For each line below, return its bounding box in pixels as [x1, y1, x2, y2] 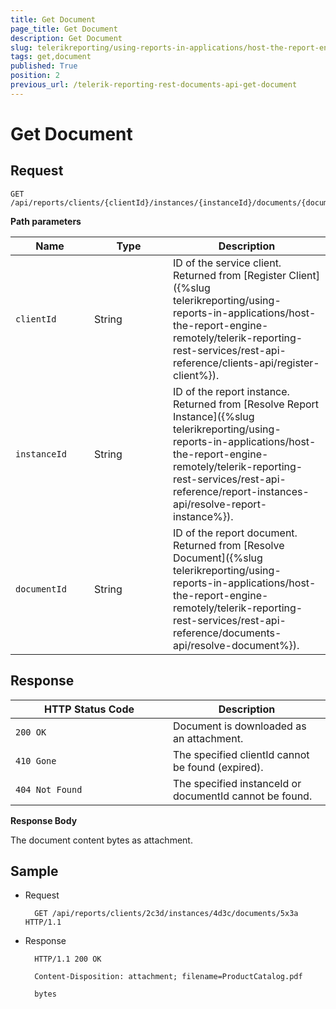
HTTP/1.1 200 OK [34, 954, 102, 965]
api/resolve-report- [173, 497, 268, 511]
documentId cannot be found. [173, 789, 313, 803]
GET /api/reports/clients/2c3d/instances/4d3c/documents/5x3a [34, 909, 299, 919]
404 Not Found [15, 784, 83, 795]
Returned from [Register [173, 268, 287, 282]
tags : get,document [10, 52, 92, 62]
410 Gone [15, 755, 57, 766]
